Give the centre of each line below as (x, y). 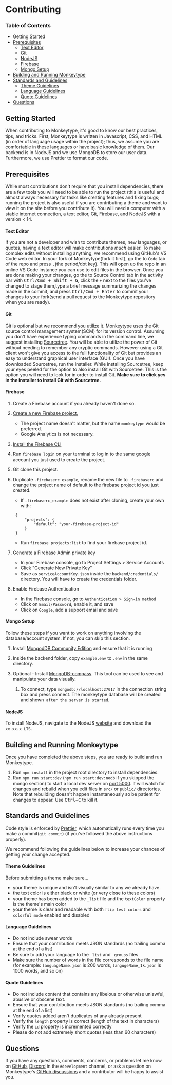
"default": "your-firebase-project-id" (76, 524)
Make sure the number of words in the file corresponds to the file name (88, 960)
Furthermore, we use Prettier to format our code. (57, 158)
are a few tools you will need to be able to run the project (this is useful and (85, 192)
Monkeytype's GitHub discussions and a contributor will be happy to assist (84, 1072)
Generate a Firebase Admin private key (54, 553)
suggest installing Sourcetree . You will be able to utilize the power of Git (81, 342)
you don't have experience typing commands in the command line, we (80, 336)
